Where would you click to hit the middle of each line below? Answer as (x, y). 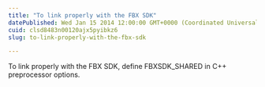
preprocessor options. (44, 74)
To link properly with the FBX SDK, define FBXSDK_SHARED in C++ (118, 67)
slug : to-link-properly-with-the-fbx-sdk (77, 37)
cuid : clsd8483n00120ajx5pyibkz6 (63, 30)
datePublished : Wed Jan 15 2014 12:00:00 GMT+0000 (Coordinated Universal (134, 23)
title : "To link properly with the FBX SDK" (82, 15)
